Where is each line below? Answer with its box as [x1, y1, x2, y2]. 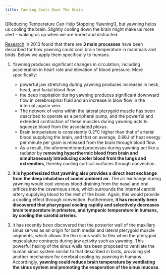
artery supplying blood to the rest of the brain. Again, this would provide [12, 191, 160, 197]
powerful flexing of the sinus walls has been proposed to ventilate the [12, 243, 155, 249]
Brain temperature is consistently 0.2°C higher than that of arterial [19, 129, 155, 135]
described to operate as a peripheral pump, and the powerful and [19, 113, 154, 119]
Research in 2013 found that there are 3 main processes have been [5, 41, 143, 47]
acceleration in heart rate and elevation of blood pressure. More [12, 67, 143, 72]
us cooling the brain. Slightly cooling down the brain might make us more [5, 26, 154, 32]
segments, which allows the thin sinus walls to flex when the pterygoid [12, 232, 157, 238]
